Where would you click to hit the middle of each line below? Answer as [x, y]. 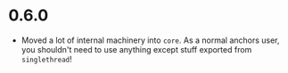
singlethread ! [46, 59]
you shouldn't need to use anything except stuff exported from [136, 49]
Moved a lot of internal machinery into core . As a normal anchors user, [150, 40]
